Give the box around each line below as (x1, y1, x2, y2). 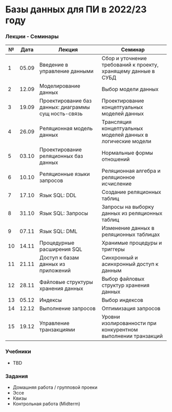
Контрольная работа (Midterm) (12, 401, 80, 407)
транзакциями (39, 326, 75, 333)
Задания (5, 372, 28, 380)
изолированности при (101, 320, 157, 327)
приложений (39, 267, 71, 274)
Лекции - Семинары (5, 33, 59, 40)
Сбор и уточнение (101, 55, 147, 62)
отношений (101, 156, 130, 163)
